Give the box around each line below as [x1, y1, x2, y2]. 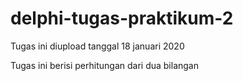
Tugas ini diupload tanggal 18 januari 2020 [10, 40, 185, 52]
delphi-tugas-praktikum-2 [10, 7, 234, 30]
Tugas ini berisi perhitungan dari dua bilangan [10, 59, 199, 71]
